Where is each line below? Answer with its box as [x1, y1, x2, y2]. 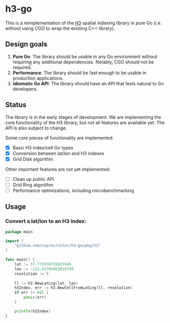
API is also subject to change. [5, 125, 67, 131]
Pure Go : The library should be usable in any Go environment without [12, 53, 157, 59]
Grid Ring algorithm [12, 181, 53, 188]
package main [5, 229, 33, 234]
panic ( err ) [23, 295, 47, 300]
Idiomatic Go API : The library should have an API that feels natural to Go [12, 80, 164, 86]
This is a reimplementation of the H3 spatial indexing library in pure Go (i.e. [5, 20, 162, 26]
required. [12, 64, 32, 70]
